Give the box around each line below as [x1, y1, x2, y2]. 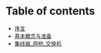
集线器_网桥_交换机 [14, 40, 62, 47]
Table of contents [5, 4, 96, 18]
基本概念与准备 [14, 32, 52, 40]
